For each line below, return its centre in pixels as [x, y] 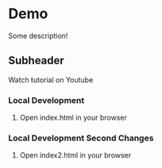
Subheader [37, 61]
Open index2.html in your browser [75, 155]
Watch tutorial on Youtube [51, 79]
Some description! [38, 36]
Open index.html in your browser [73, 118]
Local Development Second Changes [81, 138]
